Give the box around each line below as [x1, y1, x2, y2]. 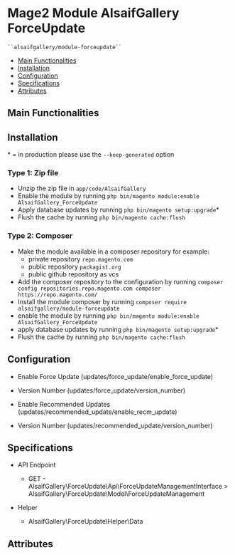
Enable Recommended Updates [17, 400, 111, 408]
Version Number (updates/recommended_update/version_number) [17, 421, 213, 430]
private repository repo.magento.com [28, 254, 133, 263]
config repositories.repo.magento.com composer [17, 285, 161, 292]
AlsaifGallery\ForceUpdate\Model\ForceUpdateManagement [28, 489, 204, 498]
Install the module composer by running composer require [17, 297, 187, 306]
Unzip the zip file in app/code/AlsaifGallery [17, 184, 146, 193]
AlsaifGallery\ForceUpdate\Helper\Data [28, 517, 143, 526]
